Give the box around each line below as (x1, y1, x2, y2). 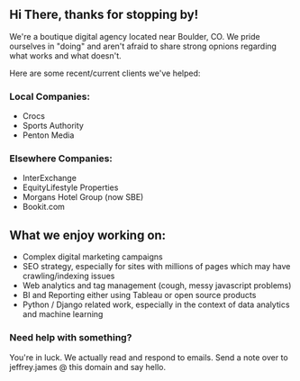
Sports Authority (22, 121, 84, 132)
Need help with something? (9, 331, 132, 344)
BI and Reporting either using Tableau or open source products (22, 290, 257, 301)
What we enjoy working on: (9, 227, 167, 242)
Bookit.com (22, 202, 66, 213)
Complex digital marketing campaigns (22, 251, 164, 262)
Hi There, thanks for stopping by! (9, 7, 199, 23)
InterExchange (22, 173, 77, 184)
